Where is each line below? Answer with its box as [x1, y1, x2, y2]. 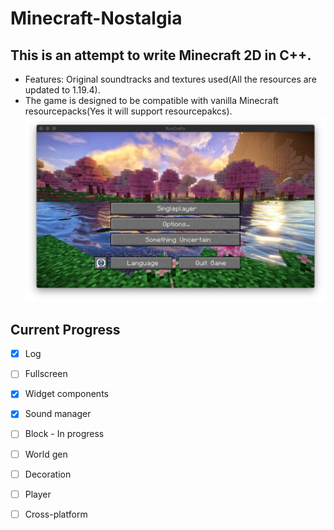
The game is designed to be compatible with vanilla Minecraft [24, 95, 279, 106]
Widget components [24, 388, 109, 400]
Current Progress [10, 321, 121, 338]
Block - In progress [24, 428, 105, 440]
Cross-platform [24, 508, 88, 520]
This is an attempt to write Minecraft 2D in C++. [10, 47, 312, 64]
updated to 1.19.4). [24, 84, 101, 96]
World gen [24, 448, 68, 460]
